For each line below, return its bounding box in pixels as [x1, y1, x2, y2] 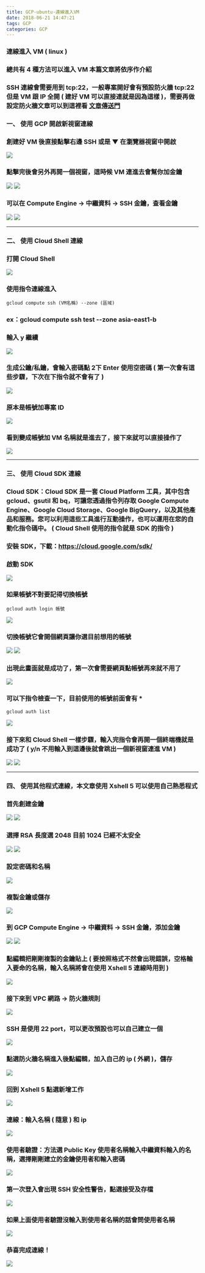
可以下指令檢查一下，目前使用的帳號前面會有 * [6, 694, 143, 703]
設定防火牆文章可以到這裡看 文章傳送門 [6, 102, 121, 110]
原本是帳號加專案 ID [6, 403, 65, 412]
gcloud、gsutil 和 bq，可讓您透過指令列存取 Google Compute [6, 497, 189, 505]
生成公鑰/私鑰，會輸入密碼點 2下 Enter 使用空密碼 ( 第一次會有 [6, 363, 189, 372]
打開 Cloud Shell [6, 254, 56, 263]
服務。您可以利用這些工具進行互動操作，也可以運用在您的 [18, 515, 188, 524]
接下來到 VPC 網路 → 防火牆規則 [6, 994, 101, 1003]
